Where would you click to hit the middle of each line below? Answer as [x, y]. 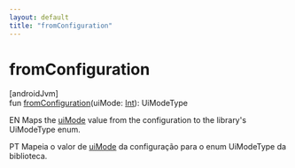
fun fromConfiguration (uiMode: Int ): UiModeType [99, 103]
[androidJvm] [34, 94]
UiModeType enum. [45, 130]
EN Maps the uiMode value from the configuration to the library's [128, 120]
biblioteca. [28, 157]
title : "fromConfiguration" [61, 26]
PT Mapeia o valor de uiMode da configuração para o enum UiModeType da [147, 147]
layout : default [39, 17]
